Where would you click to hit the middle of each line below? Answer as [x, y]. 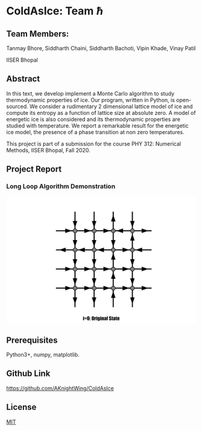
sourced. [17, 106]
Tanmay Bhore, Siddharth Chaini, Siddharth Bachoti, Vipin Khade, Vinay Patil [101, 48]
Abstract [23, 79]
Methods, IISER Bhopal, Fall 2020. [48, 150]
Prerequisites [32, 340]
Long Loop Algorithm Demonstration [61, 186]
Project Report [34, 169]
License [21, 407]
